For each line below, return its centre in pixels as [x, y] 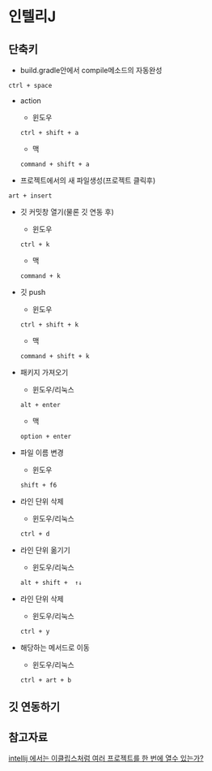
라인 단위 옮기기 [45, 550]
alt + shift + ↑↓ [51, 583]
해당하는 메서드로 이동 [55, 648]
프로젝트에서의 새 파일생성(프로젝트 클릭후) [88, 180]
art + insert [30, 196]
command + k [40, 276]
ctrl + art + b [46, 680]
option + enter [46, 436]
